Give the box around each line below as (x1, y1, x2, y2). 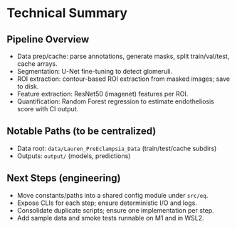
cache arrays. (16, 60, 58, 68)
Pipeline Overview (6, 33, 90, 45)
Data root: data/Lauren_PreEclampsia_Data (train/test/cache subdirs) (16, 144, 217, 152)
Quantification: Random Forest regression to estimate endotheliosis (16, 97, 215, 106)
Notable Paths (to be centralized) (6, 125, 157, 138)
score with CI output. (16, 105, 79, 113)
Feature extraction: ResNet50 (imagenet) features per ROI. (16, 90, 189, 98)
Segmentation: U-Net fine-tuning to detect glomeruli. (16, 67, 172, 75)
